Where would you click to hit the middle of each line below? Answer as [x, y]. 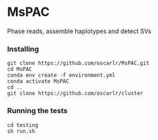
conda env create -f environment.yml [61, 76]
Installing [23, 49]
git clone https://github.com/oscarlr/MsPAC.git [78, 63]
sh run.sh [21, 131]
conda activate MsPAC [38, 81]
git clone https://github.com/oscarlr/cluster [75, 94]
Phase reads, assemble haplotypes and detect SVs [79, 31]
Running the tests [37, 111]
